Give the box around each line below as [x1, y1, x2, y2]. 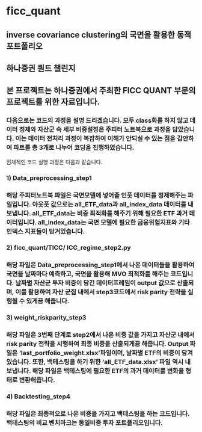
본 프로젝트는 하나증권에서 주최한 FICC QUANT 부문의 [6, 85, 196, 96]
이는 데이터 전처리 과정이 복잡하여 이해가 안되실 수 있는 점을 [14, 134, 176, 143]
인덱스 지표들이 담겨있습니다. [6, 227, 85, 235]
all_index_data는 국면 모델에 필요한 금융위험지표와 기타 [38, 218, 191, 226]
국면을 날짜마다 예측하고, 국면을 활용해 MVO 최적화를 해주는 [6, 270, 170, 278]
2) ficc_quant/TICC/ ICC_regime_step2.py [6, 244, 131, 252]
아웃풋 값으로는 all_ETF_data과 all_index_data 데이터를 [32, 200, 186, 208]
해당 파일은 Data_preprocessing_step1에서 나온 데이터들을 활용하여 [6, 261, 195, 269]
